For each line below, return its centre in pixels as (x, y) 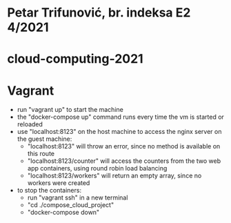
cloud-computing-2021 (75, 59)
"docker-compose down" (63, 213)
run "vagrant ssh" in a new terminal (78, 197)
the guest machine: (44, 139)
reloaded (30, 124)
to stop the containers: (49, 191)
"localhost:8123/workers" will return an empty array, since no (114, 176)
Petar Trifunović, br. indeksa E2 (99, 13)
